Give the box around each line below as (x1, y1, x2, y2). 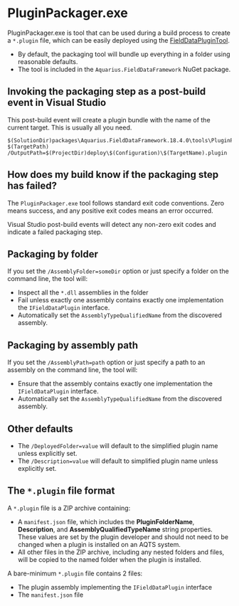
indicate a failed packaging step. (7, 228, 103, 236)
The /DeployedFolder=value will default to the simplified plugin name (17, 442, 218, 450)
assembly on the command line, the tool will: (7, 366, 138, 374)
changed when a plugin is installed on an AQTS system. (17, 540, 181, 548)
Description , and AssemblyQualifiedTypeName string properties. (17, 525, 213, 533)
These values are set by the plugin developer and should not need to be (17, 532, 229, 541)
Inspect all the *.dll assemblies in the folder (17, 288, 149, 297)
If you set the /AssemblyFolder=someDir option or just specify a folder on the (7, 267, 229, 275)
